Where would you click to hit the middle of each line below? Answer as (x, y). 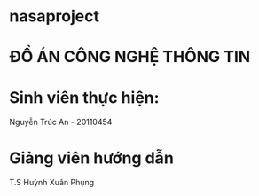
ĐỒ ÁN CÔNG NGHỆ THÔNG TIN (130, 57)
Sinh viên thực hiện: (84, 97)
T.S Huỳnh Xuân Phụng (52, 183)
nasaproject (55, 16)
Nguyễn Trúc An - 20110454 (61, 122)
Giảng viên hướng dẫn (92, 158)
